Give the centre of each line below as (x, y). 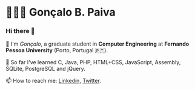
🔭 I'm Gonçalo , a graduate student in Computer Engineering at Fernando (97, 44)
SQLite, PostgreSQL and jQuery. (45, 69)
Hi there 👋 (21, 31)
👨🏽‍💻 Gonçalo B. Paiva (61, 12)
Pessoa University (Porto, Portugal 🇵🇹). (57, 50)
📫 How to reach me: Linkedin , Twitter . (53, 81)
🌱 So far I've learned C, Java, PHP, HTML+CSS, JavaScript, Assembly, (93, 62)
